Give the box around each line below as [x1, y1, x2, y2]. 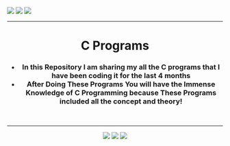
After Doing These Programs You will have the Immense [26, 80, 216, 89]
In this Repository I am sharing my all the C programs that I [22, 62, 220, 72]
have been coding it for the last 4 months [51, 71, 191, 81]
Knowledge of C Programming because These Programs [25, 88, 217, 98]
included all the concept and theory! [59, 97, 183, 106]
